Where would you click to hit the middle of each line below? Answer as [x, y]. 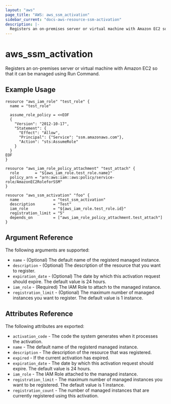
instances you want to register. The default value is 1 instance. [78, 298]
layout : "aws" [20, 10]
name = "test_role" [31, 106]
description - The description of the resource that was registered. [82, 352]
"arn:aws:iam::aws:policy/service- [77, 177]
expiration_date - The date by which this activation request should [83, 363]
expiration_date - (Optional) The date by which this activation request [86, 276]
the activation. [27, 341]
